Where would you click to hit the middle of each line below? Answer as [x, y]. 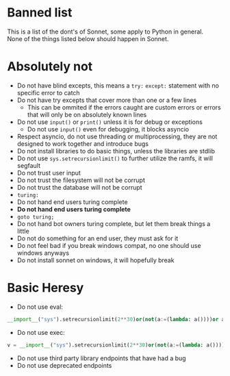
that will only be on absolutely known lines [87, 114]
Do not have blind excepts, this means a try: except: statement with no [118, 85]
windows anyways [43, 253]
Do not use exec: [41, 332]
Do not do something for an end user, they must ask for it [98, 238]
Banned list [40, 13]
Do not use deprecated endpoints [64, 365]
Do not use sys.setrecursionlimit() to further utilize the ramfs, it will [115, 158]
